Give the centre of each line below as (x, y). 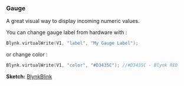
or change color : (27, 55)
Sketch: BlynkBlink (29, 77)
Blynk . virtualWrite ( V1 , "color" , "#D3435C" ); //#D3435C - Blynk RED (92, 65)
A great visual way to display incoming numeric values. (73, 21)
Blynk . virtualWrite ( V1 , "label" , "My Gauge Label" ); (72, 43)
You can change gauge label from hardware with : (67, 32)
